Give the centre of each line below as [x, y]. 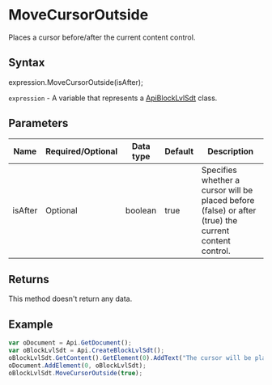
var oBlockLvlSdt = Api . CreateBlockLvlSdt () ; [86, 351]
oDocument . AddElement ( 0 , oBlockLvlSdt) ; [78, 366]
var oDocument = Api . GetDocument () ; [70, 343]
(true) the [219, 220]
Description [230, 151]
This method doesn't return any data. [70, 299]
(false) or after [229, 210]
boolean [141, 210]
